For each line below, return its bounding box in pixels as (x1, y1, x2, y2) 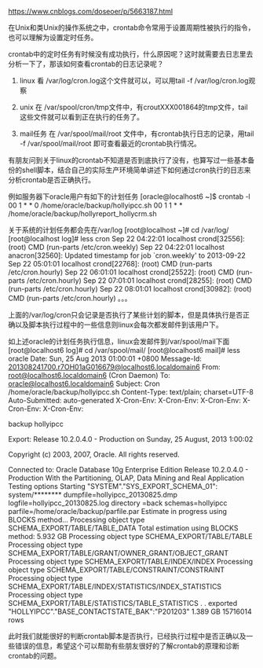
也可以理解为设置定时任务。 (8, 33, 98, 42)
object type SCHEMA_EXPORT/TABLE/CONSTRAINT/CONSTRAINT (8, 565, 225, 574)
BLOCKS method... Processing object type (8, 515, 145, 524)
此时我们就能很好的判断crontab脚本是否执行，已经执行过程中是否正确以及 (8, 632, 247, 640)
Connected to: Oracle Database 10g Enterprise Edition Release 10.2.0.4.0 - (8, 465, 249, 474)
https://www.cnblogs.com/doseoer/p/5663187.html (8, 7, 174, 16)
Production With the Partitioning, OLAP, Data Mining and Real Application (8, 473, 245, 483)
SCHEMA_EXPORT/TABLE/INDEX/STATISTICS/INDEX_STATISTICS (8, 582, 222, 591)
